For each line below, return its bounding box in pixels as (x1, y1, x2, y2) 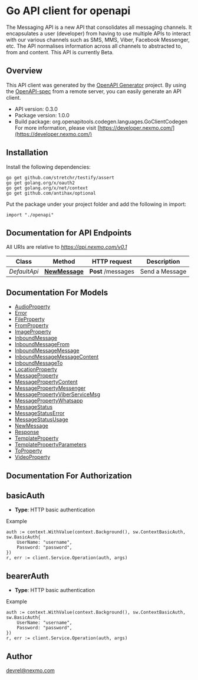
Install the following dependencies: (6, 163, 91, 170)
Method (52, 258, 75, 266)
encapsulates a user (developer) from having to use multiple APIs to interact (6, 29, 191, 37)
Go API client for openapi (6, 4, 131, 18)
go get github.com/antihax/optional (6, 190, 96, 196)
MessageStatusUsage (14, 416, 69, 423)
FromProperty (14, 322, 49, 329)
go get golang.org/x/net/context (6, 185, 88, 191)
